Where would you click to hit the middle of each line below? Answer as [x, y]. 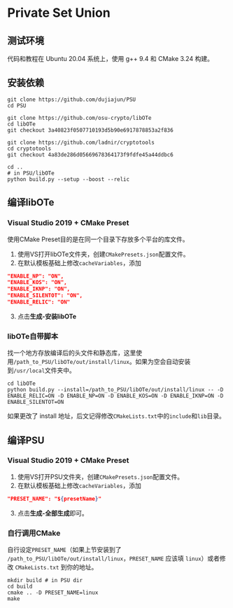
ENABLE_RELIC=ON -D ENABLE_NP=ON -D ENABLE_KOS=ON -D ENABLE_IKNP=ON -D [115, 396]
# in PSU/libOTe [31, 173]
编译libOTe [31, 202]
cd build [20, 587]
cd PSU [17, 106]
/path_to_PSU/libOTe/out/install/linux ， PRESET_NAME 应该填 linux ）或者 [114, 558]
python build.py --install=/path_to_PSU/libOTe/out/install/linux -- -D [115, 390]
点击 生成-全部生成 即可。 [53, 513]
